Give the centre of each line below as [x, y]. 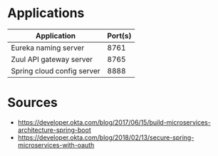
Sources [33, 103]
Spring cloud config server [56, 71]
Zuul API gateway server [52, 59]
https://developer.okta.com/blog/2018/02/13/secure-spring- [106, 137]
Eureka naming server [48, 48]
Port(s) [119, 36]
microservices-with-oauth [56, 145]
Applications [46, 13]
